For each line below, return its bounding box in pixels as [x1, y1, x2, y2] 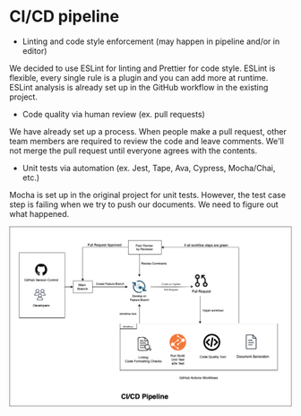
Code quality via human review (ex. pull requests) [21, 108, 206, 119]
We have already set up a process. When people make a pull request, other [9, 126, 287, 136]
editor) [21, 45, 47, 56]
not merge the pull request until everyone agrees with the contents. [9, 145, 258, 156]
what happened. [9, 208, 70, 219]
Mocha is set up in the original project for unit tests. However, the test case [9, 189, 287, 200]
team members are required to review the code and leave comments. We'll [9, 135, 285, 146]
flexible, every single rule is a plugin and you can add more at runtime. [9, 72, 269, 82]
